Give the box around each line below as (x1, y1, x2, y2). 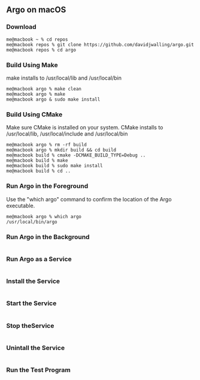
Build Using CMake (6, 110, 63, 119)
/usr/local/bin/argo (6, 219, 58, 225)
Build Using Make (6, 61, 58, 69)
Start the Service (6, 299, 57, 307)
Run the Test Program (6, 366, 71, 374)
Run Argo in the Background (6, 233, 90, 241)
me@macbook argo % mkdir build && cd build (6, 147, 117, 153)
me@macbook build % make (6, 158, 68, 164)
